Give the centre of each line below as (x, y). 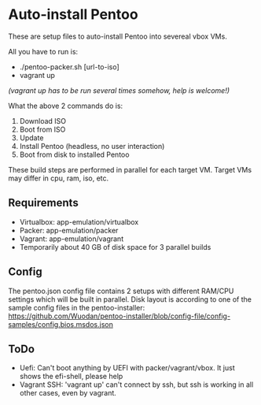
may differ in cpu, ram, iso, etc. (59, 178)
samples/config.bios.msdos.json (61, 324)
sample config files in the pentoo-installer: (77, 307)
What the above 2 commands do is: (66, 106)
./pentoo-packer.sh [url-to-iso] (69, 67)
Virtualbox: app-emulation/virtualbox (79, 221)
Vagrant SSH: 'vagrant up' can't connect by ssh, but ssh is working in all (136, 385)
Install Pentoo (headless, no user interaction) (92, 146)
